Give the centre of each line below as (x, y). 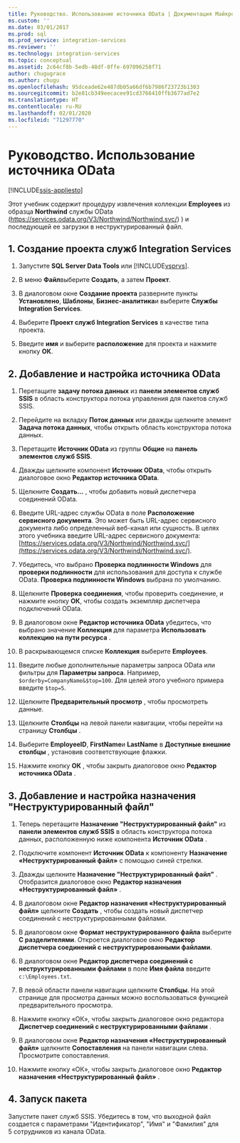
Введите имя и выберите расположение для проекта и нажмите (118, 344)
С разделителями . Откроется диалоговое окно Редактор (106, 940)
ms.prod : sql (27, 34)
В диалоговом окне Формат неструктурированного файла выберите (125, 932)
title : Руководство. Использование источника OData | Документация (110, 14)
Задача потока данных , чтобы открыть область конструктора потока (125, 427)
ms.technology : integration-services (64, 54)
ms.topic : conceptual (40, 61)
